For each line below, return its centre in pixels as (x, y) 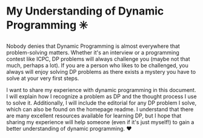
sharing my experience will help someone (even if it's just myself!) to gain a (100, 122)
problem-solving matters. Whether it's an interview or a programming (93, 52)
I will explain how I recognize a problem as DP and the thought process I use (101, 96)
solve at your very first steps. (43, 78)
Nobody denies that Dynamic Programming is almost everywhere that (93, 46)
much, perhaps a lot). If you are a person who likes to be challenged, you (98, 65)
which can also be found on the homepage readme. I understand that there (100, 109)
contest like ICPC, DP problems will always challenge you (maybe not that (98, 59)
